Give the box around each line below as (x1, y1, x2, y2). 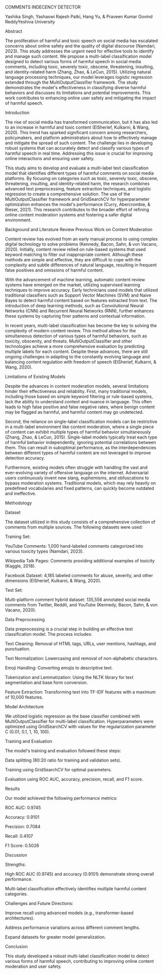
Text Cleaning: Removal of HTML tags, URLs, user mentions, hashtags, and (5, 641, 156, 647)
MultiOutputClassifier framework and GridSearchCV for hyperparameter (5, 196, 150, 202)
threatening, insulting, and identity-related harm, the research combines (5, 181, 150, 186)
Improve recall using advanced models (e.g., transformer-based (5, 910, 134, 916)
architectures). (5, 915, 35, 921)
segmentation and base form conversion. (5, 680, 88, 685)
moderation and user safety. (5, 964, 62, 969)
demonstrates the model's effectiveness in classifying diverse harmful (5, 85, 146, 90)
